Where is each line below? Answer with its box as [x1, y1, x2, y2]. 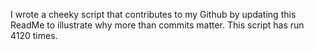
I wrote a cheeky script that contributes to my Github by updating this [10, 9, 297, 20]
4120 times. [10, 30, 58, 41]
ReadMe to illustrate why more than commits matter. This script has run [10, 19, 305, 31]
